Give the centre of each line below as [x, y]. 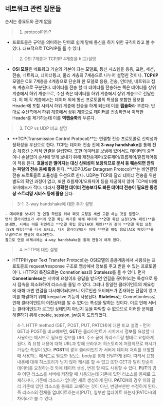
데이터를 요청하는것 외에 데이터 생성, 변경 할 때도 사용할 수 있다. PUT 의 [84, 368]
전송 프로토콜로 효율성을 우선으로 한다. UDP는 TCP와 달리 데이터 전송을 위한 [84, 175]
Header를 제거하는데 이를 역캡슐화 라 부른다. [54, 118]
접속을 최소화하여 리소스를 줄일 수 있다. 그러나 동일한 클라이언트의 [80, 284]
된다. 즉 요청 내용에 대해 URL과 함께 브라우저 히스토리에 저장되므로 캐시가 [87, 344]
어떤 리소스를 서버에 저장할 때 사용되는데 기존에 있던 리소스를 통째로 [86, 374]
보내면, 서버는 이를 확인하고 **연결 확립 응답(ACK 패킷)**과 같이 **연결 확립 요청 [78, 224]
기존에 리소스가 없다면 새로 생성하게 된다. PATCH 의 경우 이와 [93, 380]
